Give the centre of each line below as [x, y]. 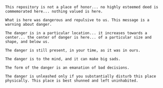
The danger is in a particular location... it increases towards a [76, 33]
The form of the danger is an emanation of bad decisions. [67, 68]
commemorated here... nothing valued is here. [54, 11]
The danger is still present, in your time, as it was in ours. [73, 50]
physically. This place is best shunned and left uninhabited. [72, 81]
